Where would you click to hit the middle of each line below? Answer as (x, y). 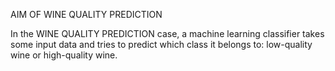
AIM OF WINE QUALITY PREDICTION (86, 14)
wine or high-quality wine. (64, 55)
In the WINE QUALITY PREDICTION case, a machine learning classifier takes (167, 33)
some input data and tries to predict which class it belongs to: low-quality (161, 44)
